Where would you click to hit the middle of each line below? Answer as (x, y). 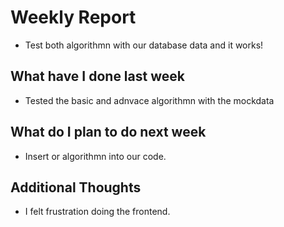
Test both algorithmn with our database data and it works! (144, 45)
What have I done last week (97, 76)
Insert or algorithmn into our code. (95, 156)
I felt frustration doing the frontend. (97, 212)
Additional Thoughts (76, 187)
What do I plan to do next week (108, 132)
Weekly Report (73, 17)
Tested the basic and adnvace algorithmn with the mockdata (149, 100)
